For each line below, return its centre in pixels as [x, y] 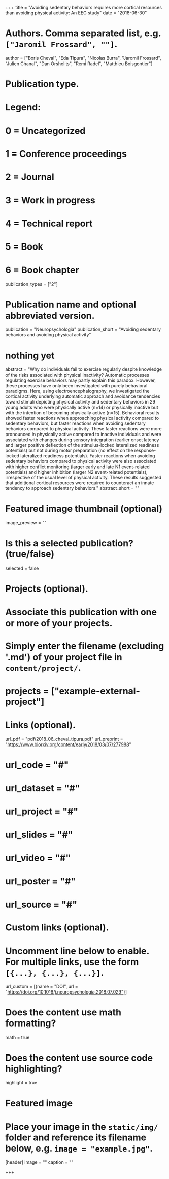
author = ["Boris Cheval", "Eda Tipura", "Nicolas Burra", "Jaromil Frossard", [83, 58]
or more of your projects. [59, 623]
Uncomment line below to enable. [77, 951]
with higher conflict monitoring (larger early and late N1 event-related [77, 467]
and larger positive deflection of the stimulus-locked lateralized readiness [82, 445]
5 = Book [24, 247]
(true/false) [30, 554]
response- [145, 451]
